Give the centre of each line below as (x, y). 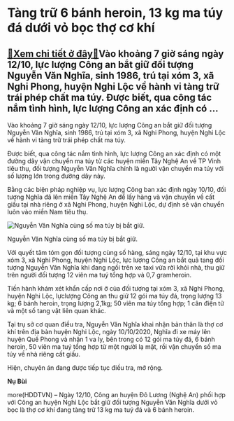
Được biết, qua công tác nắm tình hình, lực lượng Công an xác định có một (114, 153)
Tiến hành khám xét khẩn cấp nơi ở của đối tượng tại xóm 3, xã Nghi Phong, (116, 288)
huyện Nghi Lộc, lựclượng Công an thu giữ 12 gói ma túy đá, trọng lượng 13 (115, 296)
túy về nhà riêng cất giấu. (44, 354)
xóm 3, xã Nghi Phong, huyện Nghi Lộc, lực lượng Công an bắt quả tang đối (116, 260)
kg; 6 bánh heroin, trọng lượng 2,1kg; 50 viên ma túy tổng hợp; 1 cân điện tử (116, 303)
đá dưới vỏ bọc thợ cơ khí (81, 28)
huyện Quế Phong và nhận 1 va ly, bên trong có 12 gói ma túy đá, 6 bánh (111, 339)
